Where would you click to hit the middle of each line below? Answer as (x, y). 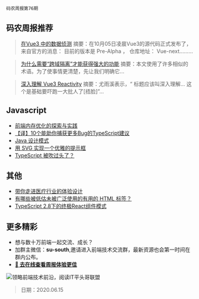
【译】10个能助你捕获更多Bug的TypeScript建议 (72, 133)
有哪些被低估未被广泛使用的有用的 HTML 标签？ (73, 199)
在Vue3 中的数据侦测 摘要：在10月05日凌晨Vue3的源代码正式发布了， (106, 43)
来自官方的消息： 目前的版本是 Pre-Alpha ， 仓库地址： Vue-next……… (107, 51)
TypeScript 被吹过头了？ (45, 155)
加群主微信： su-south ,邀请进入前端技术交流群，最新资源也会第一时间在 (102, 250)
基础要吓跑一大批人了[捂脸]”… (67, 91)
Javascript (26, 110)
